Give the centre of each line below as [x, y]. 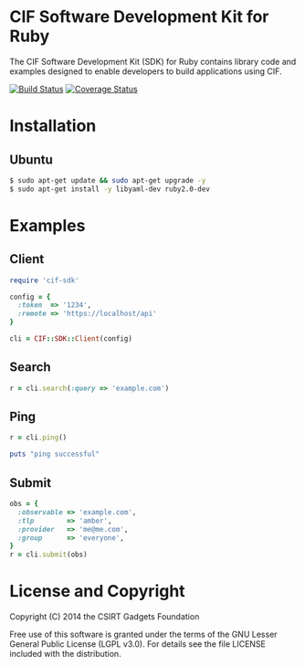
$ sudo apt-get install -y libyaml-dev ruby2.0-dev [110, 189]
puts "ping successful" [55, 454]
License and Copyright [97, 592]
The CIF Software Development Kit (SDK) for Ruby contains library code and [153, 61]
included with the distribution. [65, 654]
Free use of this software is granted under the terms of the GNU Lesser [143, 634]
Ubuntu [31, 159]
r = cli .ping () [38, 438]
